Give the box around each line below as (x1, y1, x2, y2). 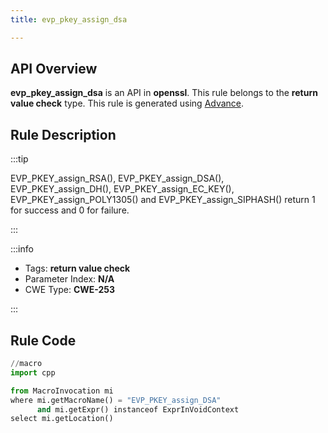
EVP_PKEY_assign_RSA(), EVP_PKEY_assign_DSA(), (10, 172, 225, 185)
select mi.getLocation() (10, 414, 114, 424)
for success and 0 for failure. (10, 204, 130, 216)
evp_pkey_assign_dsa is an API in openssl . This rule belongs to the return (10, 87, 318, 99)
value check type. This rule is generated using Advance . (10, 97, 245, 110)
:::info (10, 243, 34, 255)
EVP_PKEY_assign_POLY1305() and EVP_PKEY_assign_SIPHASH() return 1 (10, 194, 316, 206)
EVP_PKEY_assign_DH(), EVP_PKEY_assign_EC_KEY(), (10, 183, 235, 195)
